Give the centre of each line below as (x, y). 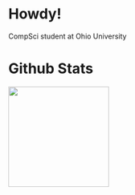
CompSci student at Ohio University (67, 36)
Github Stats (51, 69)
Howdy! (35, 14)
